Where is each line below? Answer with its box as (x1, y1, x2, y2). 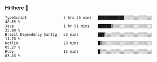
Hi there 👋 (5, 4, 29, 11)
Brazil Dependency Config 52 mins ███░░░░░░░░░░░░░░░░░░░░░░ (5, 32, 152, 37)
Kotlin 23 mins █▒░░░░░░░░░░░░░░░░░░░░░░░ (5, 41, 152, 46)
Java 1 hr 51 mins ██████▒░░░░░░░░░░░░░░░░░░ (5, 24, 152, 29)
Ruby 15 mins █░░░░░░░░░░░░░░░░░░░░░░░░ (5, 49, 152, 54)
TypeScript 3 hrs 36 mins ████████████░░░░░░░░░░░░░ (5, 15, 152, 20)
